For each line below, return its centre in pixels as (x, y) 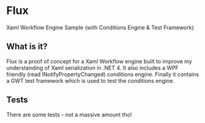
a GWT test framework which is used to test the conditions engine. (90, 80)
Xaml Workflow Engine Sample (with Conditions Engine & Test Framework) (100, 27)
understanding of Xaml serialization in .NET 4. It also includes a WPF (93, 68)
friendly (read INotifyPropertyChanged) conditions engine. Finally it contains (103, 74)
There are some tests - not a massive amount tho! (69, 114)
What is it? (27, 47)
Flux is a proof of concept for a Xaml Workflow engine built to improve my (99, 61)
